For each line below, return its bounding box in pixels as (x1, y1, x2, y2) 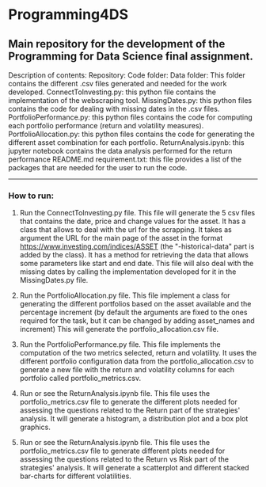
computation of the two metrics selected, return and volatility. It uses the (19, 348, 257, 358)
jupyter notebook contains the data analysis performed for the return (8, 146, 233, 155)
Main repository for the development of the (8, 37, 226, 51)
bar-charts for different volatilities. (19, 471, 132, 481)
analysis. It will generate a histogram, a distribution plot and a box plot (19, 414, 249, 424)
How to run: (8, 190, 55, 201)
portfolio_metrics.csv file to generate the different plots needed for (19, 398, 237, 407)
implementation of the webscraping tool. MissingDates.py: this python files (8, 96, 252, 105)
